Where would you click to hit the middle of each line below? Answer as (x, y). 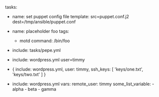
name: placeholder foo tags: (41, 31)
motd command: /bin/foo (45, 41)
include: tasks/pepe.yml (36, 50)
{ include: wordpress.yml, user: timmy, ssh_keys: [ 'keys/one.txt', (78, 69)
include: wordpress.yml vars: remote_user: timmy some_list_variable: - (83, 84)
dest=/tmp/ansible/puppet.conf (44, 22)
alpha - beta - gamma (34, 89)
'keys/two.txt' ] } (29, 74)
